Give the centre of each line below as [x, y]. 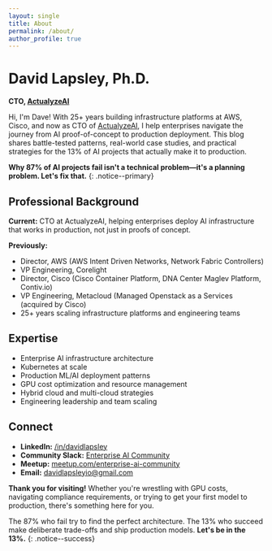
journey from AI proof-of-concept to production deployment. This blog [126, 134]
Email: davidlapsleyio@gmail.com [77, 472]
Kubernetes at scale [54, 367]
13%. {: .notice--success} [52, 538]
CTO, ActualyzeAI [39, 102]
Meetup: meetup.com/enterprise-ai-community [100, 463]
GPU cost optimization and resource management [104, 384]
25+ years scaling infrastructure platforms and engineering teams [130, 313]
